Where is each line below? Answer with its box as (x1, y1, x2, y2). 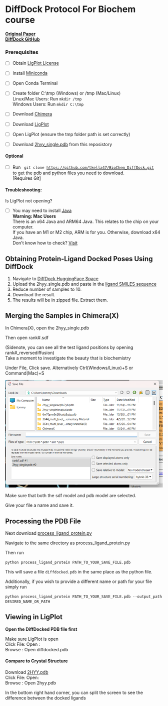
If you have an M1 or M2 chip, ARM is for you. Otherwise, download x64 (12, 229, 160, 236)
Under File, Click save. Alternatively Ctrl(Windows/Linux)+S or (5, 365, 133, 371)
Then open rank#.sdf (5, 334, 49, 340)
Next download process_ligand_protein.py (5, 530, 92, 536)
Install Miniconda (12, 70, 48, 76)
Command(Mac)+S (5, 370, 44, 376)
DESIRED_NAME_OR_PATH (5, 599, 50, 604)
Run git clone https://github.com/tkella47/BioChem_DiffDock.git (12, 164, 154, 170)
